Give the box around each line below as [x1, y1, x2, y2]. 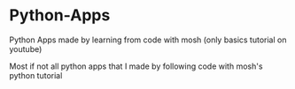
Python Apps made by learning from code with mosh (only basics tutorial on [9, 34, 287, 45]
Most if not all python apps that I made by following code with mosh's [9, 61, 263, 71]
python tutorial [9, 70, 63, 80]
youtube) [9, 43, 43, 54]
